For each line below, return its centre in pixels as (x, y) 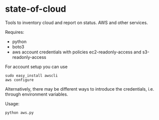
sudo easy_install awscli (31, 75)
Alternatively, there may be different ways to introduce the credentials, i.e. (80, 89)
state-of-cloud (36, 9)
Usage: (12, 103)
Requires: (15, 32)
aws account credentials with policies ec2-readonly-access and (77, 52)
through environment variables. (37, 94)
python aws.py (20, 113)
